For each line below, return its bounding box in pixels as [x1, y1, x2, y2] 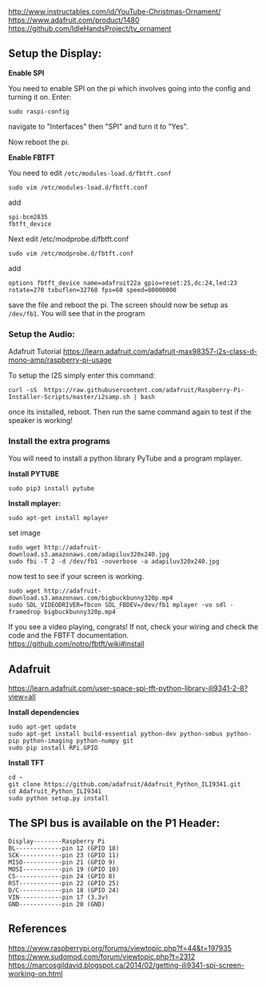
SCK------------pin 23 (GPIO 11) [8, 852, 120, 860]
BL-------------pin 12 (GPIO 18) [8, 844, 120, 852]
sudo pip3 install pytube [8, 485, 94, 493]
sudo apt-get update [8, 723, 77, 731]
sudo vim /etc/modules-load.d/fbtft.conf [8, 183, 149, 191]
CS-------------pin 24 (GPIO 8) [8, 872, 116, 880]
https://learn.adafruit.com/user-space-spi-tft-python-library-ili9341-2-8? [8, 684, 248, 693]
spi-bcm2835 [8, 213, 48, 221]
